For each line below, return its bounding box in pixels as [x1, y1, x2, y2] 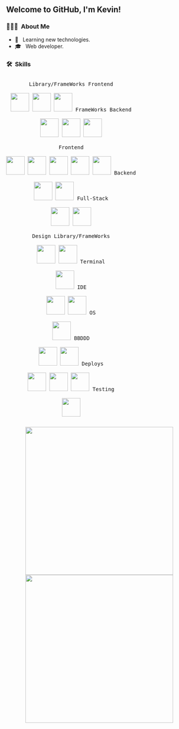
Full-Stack [76, 195, 109, 202]
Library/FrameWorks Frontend [28, 80, 113, 88]
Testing [92, 386, 115, 392]
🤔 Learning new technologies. [14, 36, 90, 43]
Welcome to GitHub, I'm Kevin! [6, 5, 121, 15]
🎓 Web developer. [14, 43, 64, 50]
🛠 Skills [6, 60, 31, 68]
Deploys [82, 360, 104, 367]
